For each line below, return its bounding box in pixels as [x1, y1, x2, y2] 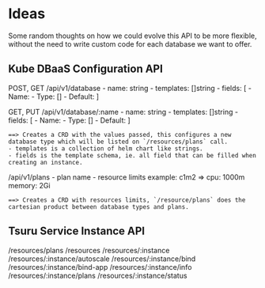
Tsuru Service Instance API [8, 225, 145, 238]
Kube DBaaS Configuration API [8, 63, 164, 76]
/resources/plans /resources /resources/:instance [8, 245, 170, 255]
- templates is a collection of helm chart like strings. [8, 144, 203, 153]
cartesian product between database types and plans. [8, 203, 190, 210]
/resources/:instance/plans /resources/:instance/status [8, 271, 187, 280]
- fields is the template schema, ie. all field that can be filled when [8, 151, 257, 159]
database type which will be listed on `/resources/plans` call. [8, 138, 228, 146]
